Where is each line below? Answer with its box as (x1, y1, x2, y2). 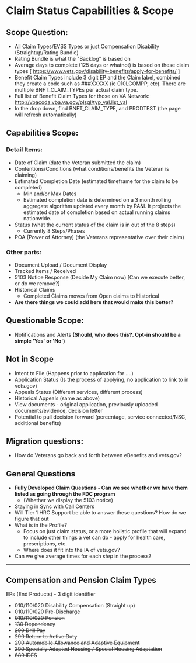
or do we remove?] (14, 279, 60, 287)
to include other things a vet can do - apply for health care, (23, 534, 165, 541)
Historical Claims (14, 286, 55, 293)
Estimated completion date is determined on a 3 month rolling (23, 196, 171, 203)
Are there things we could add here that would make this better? (14, 298, 174, 305)
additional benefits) (14, 419, 61, 426)
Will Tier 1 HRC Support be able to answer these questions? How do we (14, 509, 187, 516)
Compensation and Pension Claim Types (6, 575, 156, 585)
